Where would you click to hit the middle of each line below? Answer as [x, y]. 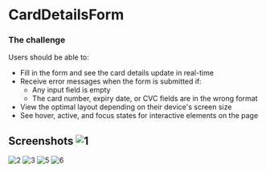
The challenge [37, 40]
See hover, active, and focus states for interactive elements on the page [139, 116]
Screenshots [41, 141]
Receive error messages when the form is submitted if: [111, 81]
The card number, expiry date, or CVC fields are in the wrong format [145, 99]
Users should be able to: [49, 57]
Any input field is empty [71, 90]
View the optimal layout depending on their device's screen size [126, 107]
